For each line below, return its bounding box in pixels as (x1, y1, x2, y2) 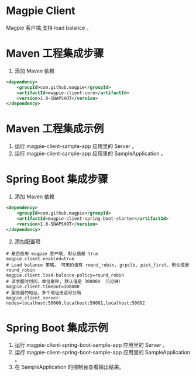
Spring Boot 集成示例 (6, 321, 108, 334)
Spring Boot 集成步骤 (6, 173, 108, 186)
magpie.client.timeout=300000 (6, 284, 80, 289)
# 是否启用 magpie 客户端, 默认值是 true (6, 250, 99, 257)
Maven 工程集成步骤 (6, 47, 104, 60)
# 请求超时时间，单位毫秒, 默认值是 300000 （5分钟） (6, 278, 123, 284)
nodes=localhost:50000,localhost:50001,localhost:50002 (6, 300, 145, 306)
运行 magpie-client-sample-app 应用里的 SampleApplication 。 (14, 150, 166, 157)
